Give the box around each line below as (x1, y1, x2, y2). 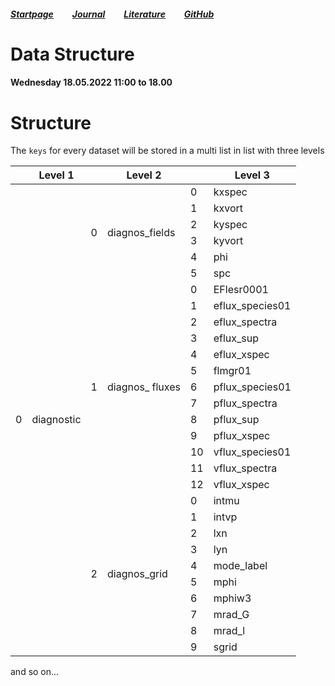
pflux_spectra (213, 396, 278, 410)
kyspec (213, 218, 248, 232)
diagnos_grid (106, 567, 168, 581)
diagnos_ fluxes (106, 380, 181, 394)
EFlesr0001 (213, 283, 269, 297)
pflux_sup (213, 413, 260, 427)
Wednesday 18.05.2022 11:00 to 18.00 (10, 76, 173, 89)
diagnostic (31, 413, 82, 427)
